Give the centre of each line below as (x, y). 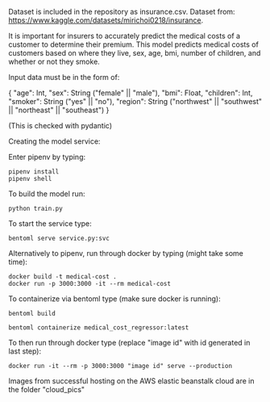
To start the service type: (50, 224)
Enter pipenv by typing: (47, 157)
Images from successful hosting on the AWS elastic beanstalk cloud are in (131, 381)
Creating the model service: (54, 141)
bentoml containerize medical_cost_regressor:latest (99, 328)
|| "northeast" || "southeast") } (59, 110)
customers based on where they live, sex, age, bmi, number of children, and (135, 53)
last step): (25, 351)
